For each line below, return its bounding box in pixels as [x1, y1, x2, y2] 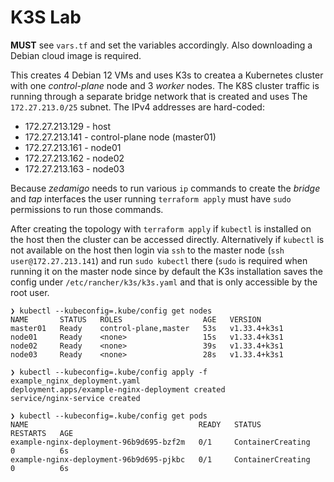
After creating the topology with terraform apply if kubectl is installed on [10, 222, 312, 235]
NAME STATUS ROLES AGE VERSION [10, 314, 262, 325]
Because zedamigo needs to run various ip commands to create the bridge [10, 182, 321, 194]
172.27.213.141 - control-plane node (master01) [24, 131, 217, 143]
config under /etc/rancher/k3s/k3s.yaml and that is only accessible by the [10, 276, 318, 288]
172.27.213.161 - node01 [24, 141, 122, 153]
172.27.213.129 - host [24, 120, 111, 132]
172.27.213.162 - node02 [24, 152, 125, 164]
